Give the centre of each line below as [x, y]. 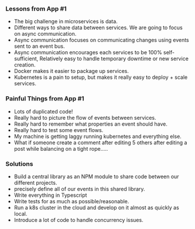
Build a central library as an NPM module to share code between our [96, 176]
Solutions [19, 164]
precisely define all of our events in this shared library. [79, 189]
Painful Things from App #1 [45, 99]
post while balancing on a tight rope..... [61, 148]
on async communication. [45, 34]
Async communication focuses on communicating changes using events [101, 40]
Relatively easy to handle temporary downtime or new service [114, 59]
